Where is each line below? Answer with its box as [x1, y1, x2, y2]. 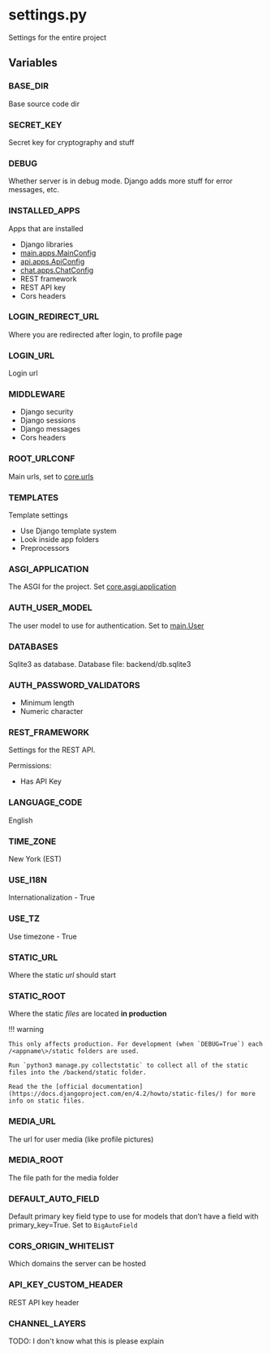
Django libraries [19, 239, 74, 249]
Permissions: [8, 761, 52, 771]
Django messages [19, 424, 81, 434]
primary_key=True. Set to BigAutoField [8, 1220, 138, 1230]
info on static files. [8, 1097, 85, 1105]
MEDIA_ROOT [8, 1154, 64, 1166]
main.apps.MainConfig [19, 247, 97, 257]
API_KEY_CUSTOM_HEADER [8, 1279, 123, 1291]
